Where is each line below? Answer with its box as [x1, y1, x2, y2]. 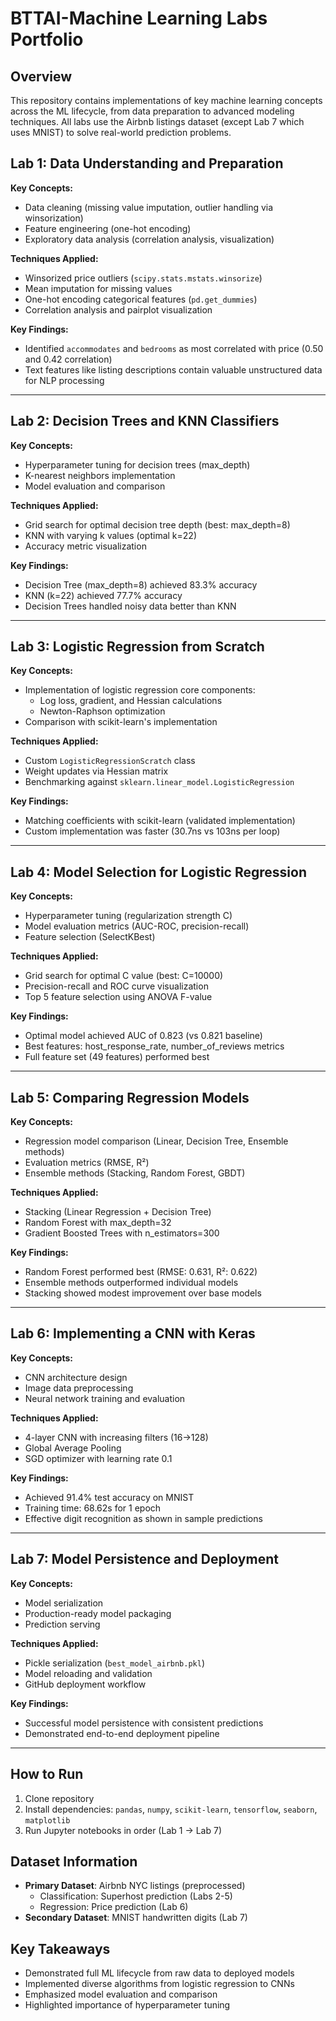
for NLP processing [24, 374, 105, 386]
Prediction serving [24, 1618, 101, 1630]
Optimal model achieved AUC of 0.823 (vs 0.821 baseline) [24, 1030, 263, 1042]
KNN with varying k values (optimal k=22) [24, 529, 197, 541]
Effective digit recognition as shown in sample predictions [24, 1512, 263, 1524]
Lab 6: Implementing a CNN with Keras [10, 1325, 256, 1342]
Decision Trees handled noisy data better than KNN [24, 600, 237, 612]
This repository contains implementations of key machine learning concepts [10, 95, 323, 106]
